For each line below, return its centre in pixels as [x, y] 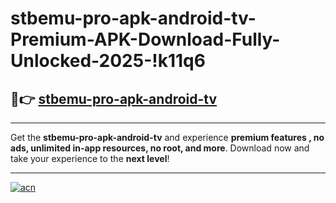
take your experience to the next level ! [90, 158]
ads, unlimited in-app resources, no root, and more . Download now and [160, 148]
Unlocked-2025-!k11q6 [108, 61]
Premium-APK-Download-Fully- [145, 39]
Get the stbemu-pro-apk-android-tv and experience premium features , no [167, 137]
